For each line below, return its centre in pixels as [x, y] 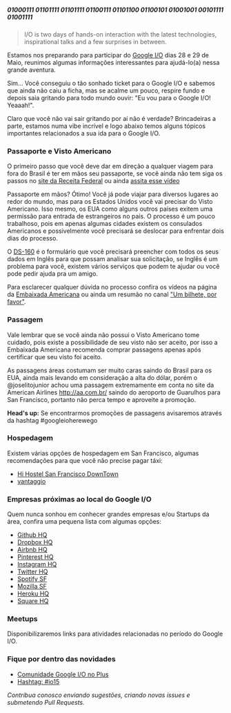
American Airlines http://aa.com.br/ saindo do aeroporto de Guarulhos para [114, 392]
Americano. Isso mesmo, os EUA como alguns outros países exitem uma [110, 209]
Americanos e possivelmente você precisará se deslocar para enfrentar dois [115, 231]
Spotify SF [32, 579]
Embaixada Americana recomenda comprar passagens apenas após [104, 350]
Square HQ [33, 601]
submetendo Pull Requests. [46, 702]
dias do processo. [33, 238]
